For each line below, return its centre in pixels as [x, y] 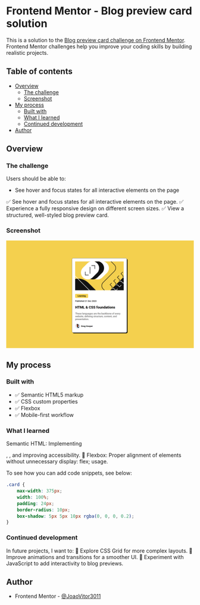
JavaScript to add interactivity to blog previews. [65, 563]
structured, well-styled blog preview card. [57, 215]
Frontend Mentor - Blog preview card [99, 11]
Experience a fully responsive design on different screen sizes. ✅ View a [95, 208]
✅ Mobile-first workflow [44, 414]
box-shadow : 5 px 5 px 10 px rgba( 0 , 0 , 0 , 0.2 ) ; [76, 516]
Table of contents [39, 72]
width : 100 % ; [33, 497]
